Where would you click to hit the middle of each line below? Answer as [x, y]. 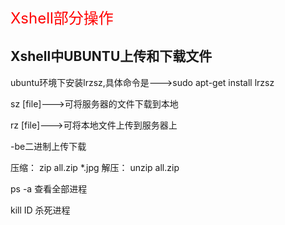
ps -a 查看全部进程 [49, 188]
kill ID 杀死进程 [40, 210]
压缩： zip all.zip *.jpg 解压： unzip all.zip [95, 167]
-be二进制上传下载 [48, 146]
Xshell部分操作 [62, 18]
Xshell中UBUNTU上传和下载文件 [111, 56]
